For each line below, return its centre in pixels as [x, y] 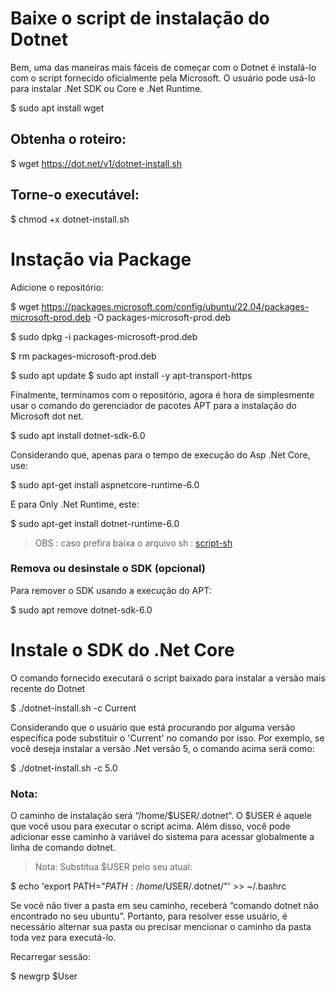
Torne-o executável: [75, 195]
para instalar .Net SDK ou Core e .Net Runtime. [106, 88]
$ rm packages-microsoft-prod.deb [83, 356]
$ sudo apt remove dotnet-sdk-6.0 [81, 609]
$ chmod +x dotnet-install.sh [70, 219]
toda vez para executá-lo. [63, 938]
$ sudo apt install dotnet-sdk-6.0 [78, 435]
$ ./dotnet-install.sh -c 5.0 [64, 768]
